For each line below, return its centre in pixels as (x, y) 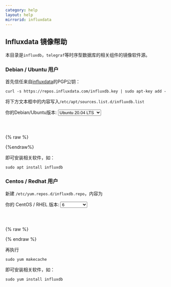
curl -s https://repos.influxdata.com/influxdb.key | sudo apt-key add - (86, 91)
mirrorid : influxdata (28, 20)
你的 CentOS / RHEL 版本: (32, 204)
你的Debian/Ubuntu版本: (31, 112)
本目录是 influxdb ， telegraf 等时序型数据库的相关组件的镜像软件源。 (78, 55)
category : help (22, 10)
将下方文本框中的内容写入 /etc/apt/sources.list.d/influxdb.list (75, 102)
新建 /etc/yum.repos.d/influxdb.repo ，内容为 (54, 194)
